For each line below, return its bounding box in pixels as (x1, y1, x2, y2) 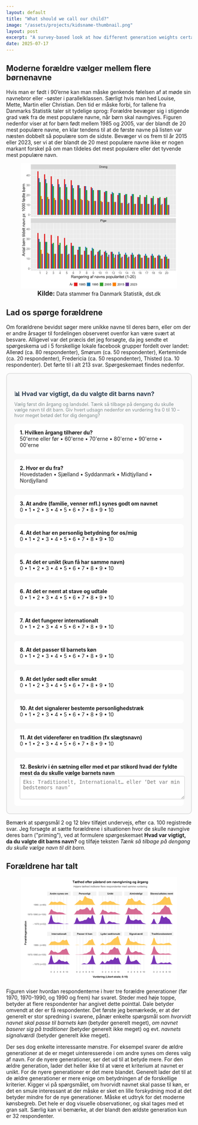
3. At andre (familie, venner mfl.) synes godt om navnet (19, 500, 158, 507)
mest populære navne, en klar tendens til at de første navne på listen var (6, 126, 182, 133)
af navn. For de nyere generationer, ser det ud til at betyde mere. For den (6, 1056, 183, 1063)
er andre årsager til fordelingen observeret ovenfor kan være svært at (6, 329, 175, 337)
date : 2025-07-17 (6, 41, 49, 47)
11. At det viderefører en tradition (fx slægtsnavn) (19, 734, 143, 741)
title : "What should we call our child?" (6, 15, 110, 22)
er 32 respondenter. (6, 1112, 55, 1119)
